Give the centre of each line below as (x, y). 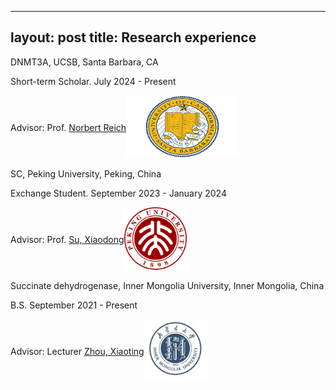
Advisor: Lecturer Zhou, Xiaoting (77, 351)
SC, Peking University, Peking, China (86, 173)
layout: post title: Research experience (133, 37)
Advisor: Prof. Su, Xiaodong (67, 239)
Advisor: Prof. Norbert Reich (68, 127)
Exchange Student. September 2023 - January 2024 (118, 193)
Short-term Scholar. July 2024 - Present (93, 81)
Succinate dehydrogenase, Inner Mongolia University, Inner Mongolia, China (167, 285)
